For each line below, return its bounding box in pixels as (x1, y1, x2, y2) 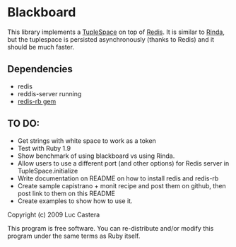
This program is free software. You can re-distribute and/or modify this (7, 224, 214, 232)
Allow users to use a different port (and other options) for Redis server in (17, 159, 230, 167)
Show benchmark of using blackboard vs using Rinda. (17, 151, 175, 160)
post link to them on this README (17, 189, 115, 197)
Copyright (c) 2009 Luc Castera (7, 210, 100, 219)
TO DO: (7, 117, 40, 130)
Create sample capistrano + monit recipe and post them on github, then (17, 181, 226, 190)
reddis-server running (17, 89, 82, 98)
